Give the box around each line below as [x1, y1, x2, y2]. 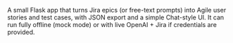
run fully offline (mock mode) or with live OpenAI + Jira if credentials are [7, 21, 217, 28]
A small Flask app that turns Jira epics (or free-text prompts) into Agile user [7, 6, 227, 14]
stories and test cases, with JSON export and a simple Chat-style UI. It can [7, 13, 225, 21]
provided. [7, 28, 35, 36]
